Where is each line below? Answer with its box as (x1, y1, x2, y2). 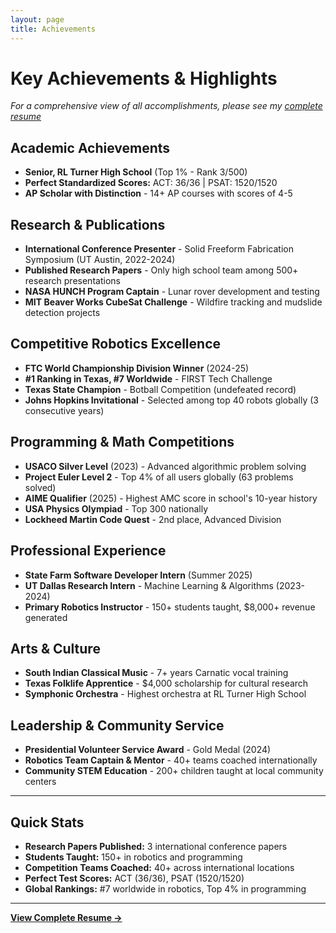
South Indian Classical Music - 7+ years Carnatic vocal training (24, 667, 289, 679)
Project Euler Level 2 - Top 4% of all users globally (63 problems (24, 471, 294, 483)
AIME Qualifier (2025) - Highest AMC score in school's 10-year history (24, 492, 318, 504)
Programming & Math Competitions (10, 434, 235, 451)
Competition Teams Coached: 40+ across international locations (24, 861, 295, 873)
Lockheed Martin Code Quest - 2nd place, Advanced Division (24, 513, 282, 525)
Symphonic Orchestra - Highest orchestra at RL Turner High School (24, 688, 307, 700)
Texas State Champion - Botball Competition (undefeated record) (24, 383, 297, 395)
